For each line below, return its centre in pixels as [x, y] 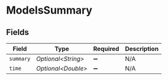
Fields [18, 32]
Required [106, 49]
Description [142, 49]
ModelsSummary [49, 10]
